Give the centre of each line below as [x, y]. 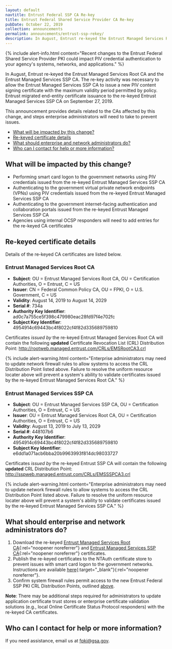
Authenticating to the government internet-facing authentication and [85, 204]
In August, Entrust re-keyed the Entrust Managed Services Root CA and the [84, 74]
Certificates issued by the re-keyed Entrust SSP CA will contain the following [86, 464]
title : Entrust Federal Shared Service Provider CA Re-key [70, 19]
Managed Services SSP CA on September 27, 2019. [59, 101]
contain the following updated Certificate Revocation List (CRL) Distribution [85, 343]
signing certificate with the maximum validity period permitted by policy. [81, 90]
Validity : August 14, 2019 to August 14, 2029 [60, 300]
